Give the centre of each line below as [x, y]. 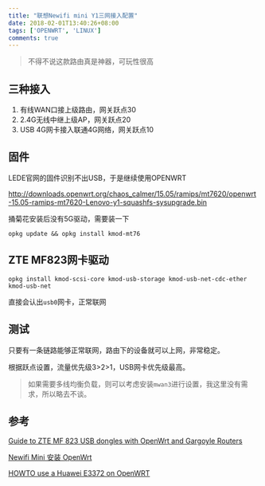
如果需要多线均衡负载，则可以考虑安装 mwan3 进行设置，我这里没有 [134, 384]
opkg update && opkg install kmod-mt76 [74, 233]
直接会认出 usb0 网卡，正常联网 [57, 302]
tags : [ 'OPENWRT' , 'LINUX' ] [55, 30]
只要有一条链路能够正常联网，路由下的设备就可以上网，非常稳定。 [116, 350]
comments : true [33, 38]
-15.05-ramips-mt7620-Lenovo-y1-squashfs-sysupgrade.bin [108, 202]
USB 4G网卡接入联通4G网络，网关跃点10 [86, 130]
